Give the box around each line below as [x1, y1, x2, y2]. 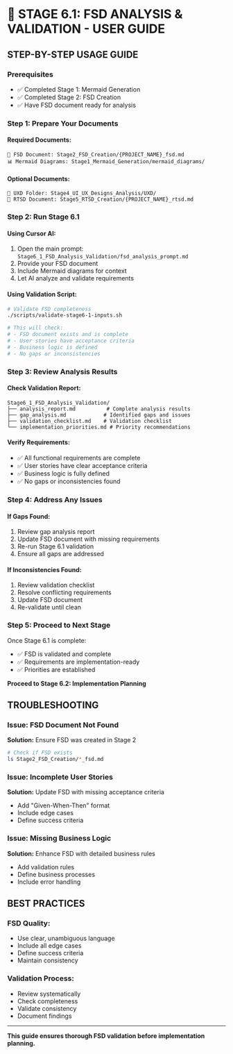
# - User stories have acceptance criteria [7, 337, 135, 344]
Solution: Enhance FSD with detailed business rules [7, 849, 156, 858]
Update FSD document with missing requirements [17, 535, 159, 544]
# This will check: [7, 324, 64, 332]
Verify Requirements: [7, 438, 71, 446]
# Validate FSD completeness [7, 306, 92, 312]
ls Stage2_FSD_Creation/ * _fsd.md [7, 756, 104, 763]
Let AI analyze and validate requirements [17, 274, 134, 283]
